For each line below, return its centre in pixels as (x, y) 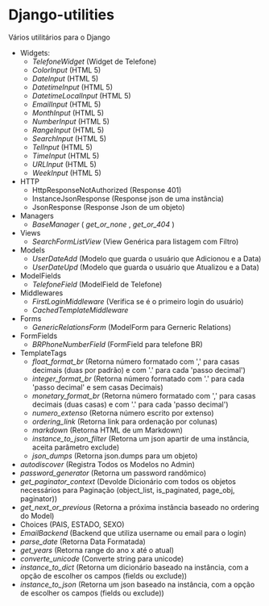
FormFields (39, 336)
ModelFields (41, 275)
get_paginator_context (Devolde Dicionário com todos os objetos (128, 481)
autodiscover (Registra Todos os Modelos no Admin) (108, 464)
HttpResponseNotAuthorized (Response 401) (107, 190)
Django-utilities (62, 15)
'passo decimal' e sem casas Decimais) (97, 387)
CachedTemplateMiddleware (80, 310)
